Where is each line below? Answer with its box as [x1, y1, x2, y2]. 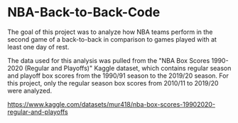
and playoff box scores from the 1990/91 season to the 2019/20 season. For [7, 71, 229, 80]
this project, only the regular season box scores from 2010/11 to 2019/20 [7, 78, 219, 87]
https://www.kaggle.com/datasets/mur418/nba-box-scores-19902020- [7, 100, 215, 108]
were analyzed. [7, 86, 53, 95]
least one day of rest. [7, 42, 70, 51]
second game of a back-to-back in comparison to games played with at [7, 35, 217, 43]
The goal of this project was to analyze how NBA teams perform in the [7, 28, 213, 36]
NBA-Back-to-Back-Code [7, 4, 161, 20]
